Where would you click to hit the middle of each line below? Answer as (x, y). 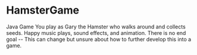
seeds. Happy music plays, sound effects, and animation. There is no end (96, 33)
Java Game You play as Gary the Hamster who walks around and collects (96, 27)
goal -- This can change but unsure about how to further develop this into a (99, 39)
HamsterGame (43, 10)
